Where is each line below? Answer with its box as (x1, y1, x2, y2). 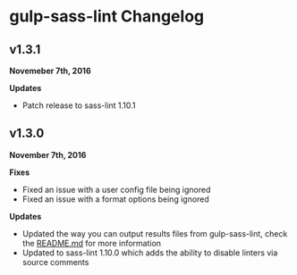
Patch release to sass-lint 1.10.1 (21, 100, 136, 111)
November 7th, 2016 (9, 149, 87, 160)
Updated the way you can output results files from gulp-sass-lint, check (21, 228, 288, 238)
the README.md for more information (21, 237, 162, 248)
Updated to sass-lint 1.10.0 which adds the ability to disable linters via (21, 247, 278, 258)
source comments (21, 256, 89, 267)
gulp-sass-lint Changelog (9, 6, 205, 27)
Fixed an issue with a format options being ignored (21, 194, 210, 204)
